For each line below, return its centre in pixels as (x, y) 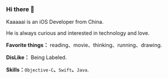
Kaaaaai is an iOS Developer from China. (55, 22)
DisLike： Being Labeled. (37, 58)
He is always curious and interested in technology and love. (78, 33)
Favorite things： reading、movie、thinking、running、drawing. (84, 45)
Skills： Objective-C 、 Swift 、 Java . (47, 70)
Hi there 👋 (20, 9)
